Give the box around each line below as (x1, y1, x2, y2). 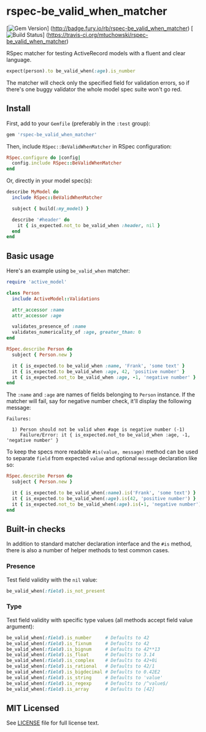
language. (6, 56, 32, 63)
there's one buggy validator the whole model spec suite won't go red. (6, 85, 182, 93)
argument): (6, 623, 35, 630)
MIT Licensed (6, 703, 59, 713)
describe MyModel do (6, 189, 59, 195)
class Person (6, 290, 40, 296)
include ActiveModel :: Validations (12, 296, 100, 302)
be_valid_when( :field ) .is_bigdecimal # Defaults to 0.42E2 (6, 669, 161, 676)
